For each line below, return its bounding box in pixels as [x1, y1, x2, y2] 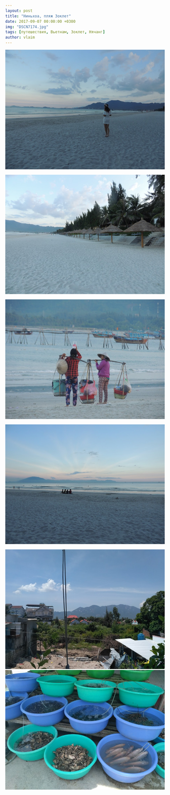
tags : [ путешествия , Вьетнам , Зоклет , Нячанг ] [5, 29, 105, 35]
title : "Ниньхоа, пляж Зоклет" [5, 13, 71, 19]
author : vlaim [5, 35, 35, 40]
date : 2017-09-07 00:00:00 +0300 [5, 19, 76, 24]
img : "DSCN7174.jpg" [5, 24, 49, 29]
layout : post [5, 8, 33, 13]
